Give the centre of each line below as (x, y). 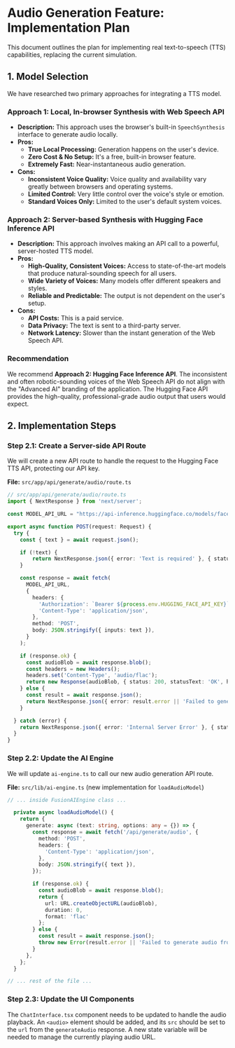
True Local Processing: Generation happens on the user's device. (123, 149)
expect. (18, 404)
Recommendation (38, 359)
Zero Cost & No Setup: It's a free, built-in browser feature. (112, 157)
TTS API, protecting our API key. (54, 468)
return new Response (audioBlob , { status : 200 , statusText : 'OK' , (124, 682)
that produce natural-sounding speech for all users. (102, 273)
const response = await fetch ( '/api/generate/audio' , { (115, 832)
